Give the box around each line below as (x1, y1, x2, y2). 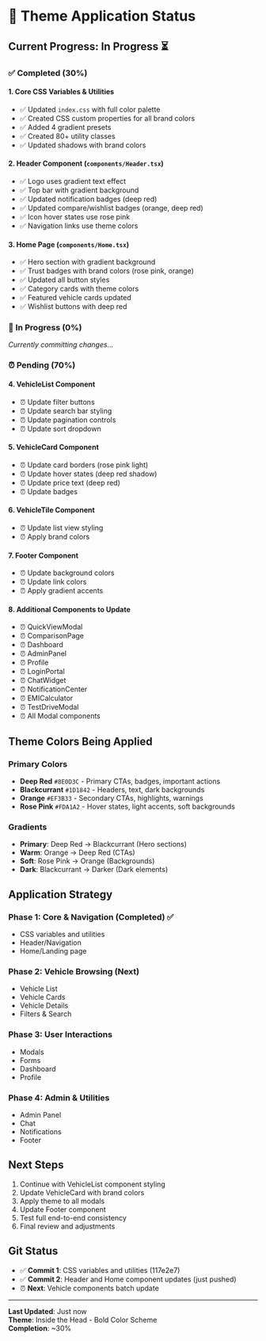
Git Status (8, 1244, 59, 1258)
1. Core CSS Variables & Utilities (8, 87, 115, 97)
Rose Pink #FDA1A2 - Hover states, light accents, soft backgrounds (19, 802, 236, 811)
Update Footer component (19, 1204, 106, 1214)
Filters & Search (19, 1009, 72, 1019)
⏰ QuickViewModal (19, 622, 83, 632)
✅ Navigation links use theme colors (19, 221, 139, 230)
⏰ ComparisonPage (19, 631, 85, 641)
